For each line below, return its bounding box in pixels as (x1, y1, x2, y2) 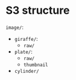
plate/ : (14, 48, 33, 55)
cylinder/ (14, 68, 40, 74)
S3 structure (5, 4, 70, 17)
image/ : (5, 23, 24, 31)
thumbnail (23, 61, 49, 68)
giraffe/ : (14, 35, 39, 42)
